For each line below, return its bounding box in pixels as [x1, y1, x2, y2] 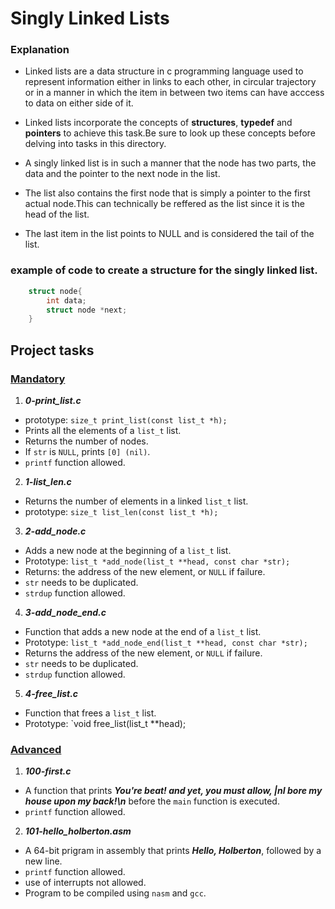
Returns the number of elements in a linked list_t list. [24, 495, 249, 507]
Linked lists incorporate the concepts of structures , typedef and [24, 117, 293, 129]
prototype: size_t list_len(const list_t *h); [24, 505, 219, 517]
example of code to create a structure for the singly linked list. [10, 263, 318, 277]
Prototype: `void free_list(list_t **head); [24, 717, 187, 729]
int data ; [46, 295, 87, 306]
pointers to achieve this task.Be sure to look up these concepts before [24, 127, 316, 139]
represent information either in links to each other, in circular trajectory [24, 76, 317, 88]
